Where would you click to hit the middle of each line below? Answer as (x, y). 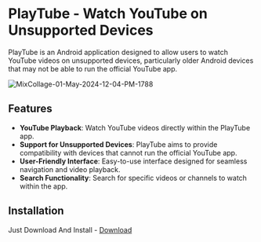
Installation (36, 211)
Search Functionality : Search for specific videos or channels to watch (133, 178)
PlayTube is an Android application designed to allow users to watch (118, 52)
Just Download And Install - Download (70, 229)
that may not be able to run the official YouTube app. (93, 68)
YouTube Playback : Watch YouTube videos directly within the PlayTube (135, 127)
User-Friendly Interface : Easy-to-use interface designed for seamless (133, 161)
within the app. (43, 186)
